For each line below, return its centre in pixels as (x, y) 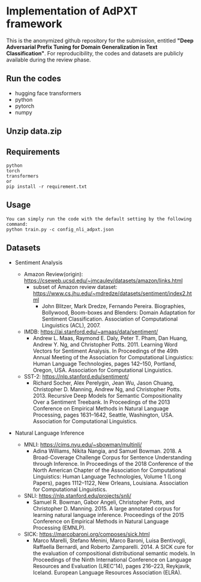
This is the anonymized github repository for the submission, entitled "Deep (100, 40)
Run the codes (34, 79)
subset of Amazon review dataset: (75, 286)
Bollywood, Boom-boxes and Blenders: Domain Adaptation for (118, 312)
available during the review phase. (49, 60)
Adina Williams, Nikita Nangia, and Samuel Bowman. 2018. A (107, 451)
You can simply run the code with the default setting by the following (99, 219)
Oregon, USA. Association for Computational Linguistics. (103, 370)
